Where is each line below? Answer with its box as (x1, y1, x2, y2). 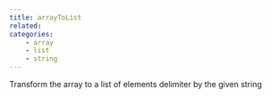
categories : (9, 29, 54, 38)
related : (9, 21, 42, 30)
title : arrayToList (9, 12, 82, 22)
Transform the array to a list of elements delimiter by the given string (9, 79, 262, 89)
